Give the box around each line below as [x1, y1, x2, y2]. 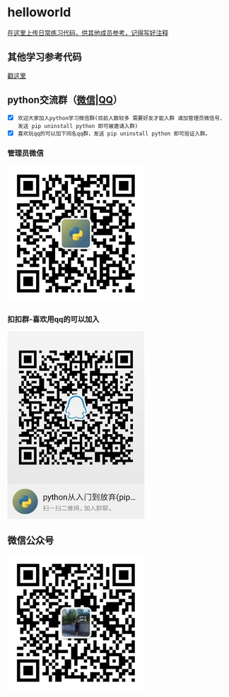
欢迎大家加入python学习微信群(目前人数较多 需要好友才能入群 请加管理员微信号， [17, 115, 225, 122]
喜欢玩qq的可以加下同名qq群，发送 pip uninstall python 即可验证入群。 [17, 130, 211, 137]
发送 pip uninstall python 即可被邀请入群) [17, 122, 139, 129]
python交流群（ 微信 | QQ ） [7, 94, 123, 106]
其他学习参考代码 [7, 51, 82, 64]
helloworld [7, 4, 71, 20]
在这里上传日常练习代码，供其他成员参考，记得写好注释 [7, 28, 168, 37]
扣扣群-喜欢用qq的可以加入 [7, 314, 100, 324]
